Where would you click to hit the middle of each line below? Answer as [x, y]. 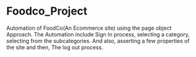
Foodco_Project [47, 11]
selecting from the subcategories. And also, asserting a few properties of [98, 41]
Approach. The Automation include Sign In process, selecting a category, [98, 34]
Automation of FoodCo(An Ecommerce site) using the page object [89, 28]
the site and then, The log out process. [55, 47]
